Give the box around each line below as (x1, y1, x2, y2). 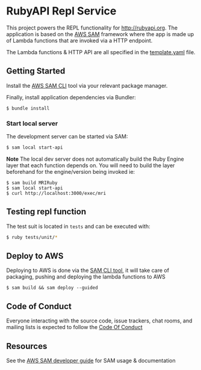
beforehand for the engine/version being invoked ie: (6, 168, 135, 175)
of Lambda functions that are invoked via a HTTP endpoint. (6, 37, 153, 44)
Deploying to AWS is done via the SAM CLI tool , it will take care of (6, 267, 170, 274)
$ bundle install (6, 105, 50, 111)
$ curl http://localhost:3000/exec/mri (6, 190, 107, 196)
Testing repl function (6, 206, 86, 217)
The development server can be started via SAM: (6, 133, 128, 140)
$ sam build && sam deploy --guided (6, 285, 98, 291)
